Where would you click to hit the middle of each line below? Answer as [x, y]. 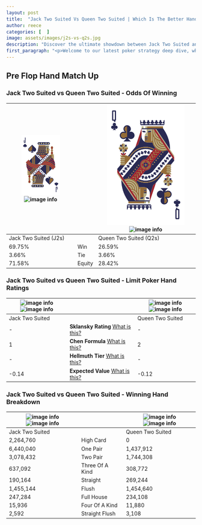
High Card [93, 440]
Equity [85, 263]
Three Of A [95, 465]
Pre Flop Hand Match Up [53, 76]
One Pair [92, 449]
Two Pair [92, 457]
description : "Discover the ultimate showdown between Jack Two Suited [98, 45]
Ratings [18, 288]
